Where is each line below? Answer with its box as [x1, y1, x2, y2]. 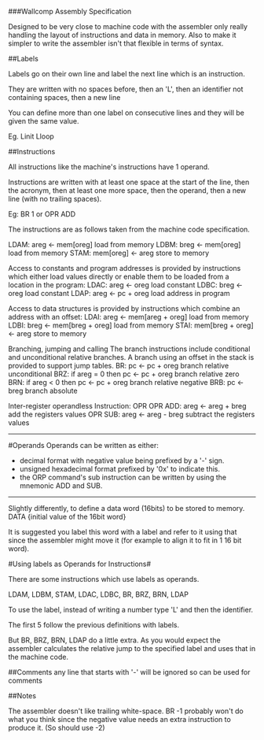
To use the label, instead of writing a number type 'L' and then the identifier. [8, 605, 254, 614]
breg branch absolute [8, 386, 78, 395]
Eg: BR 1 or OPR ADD [8, 209, 76, 219]
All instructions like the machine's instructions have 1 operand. [8, 162, 210, 172]
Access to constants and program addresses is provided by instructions [8, 264, 241, 272]
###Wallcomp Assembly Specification [8, 7, 132, 16]
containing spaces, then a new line [8, 93, 121, 102]
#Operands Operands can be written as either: [8, 441, 159, 450]
